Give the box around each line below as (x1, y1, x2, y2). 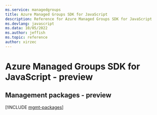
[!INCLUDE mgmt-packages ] (5, 104, 64, 110)
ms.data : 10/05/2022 (5, 26, 48, 31)
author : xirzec (5, 40, 37, 45)
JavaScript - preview (5, 71, 93, 82)
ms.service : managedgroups (5, 7, 61, 12)
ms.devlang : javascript (5, 21, 55, 26)
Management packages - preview (5, 91, 112, 100)
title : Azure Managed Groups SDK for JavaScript (5, 12, 108, 17)
